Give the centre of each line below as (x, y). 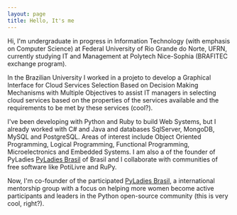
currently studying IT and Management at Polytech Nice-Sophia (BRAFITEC (118, 56)
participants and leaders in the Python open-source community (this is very (118, 196)
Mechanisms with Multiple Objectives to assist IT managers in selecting (112, 93)
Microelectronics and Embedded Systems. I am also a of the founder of (111, 152)
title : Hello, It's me (41, 21)
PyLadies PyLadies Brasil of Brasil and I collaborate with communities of (113, 159)
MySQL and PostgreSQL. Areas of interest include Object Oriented (104, 137)
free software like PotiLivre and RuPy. (62, 167)
